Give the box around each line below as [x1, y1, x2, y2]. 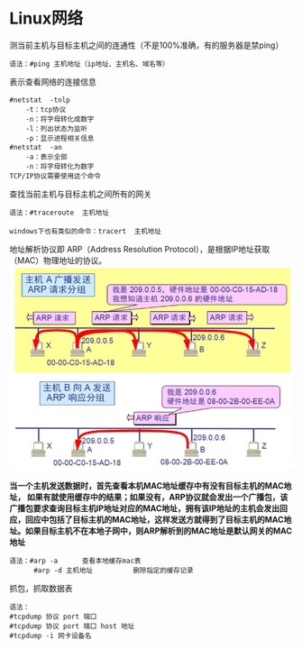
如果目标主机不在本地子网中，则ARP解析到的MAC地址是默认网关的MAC [24, 525, 293, 536]
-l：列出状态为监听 [25, 123, 88, 133]
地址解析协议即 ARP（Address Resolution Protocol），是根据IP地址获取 [9, 243, 270, 254]
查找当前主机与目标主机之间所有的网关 [9, 188, 151, 199]
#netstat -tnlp [9, 96, 70, 105]
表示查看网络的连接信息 [9, 76, 96, 87]
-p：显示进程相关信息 [25, 133, 95, 142]
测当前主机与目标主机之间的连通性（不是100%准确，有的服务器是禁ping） [9, 40, 284, 50]
